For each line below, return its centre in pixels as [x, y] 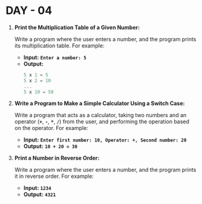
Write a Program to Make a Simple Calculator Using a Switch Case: [99, 103]
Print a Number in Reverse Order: [57, 158]
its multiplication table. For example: [59, 46]
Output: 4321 [40, 194]
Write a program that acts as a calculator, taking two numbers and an [100, 115]
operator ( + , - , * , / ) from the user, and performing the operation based [102, 121]
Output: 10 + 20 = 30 [50, 146]
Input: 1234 [37, 188]
